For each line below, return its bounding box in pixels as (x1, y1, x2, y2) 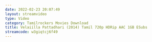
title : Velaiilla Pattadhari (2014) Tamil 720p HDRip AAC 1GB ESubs (5, 25, 148, 30)
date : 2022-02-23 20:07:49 (5, 7, 60, 12)
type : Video (5, 16, 29, 21)
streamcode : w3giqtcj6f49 (5, 29, 58, 34)
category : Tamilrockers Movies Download (5, 20, 89, 26)
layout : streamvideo (5, 12, 47, 16)
